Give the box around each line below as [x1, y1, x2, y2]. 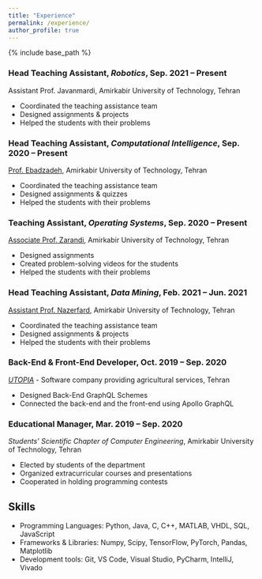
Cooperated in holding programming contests [19, 477, 168, 486]
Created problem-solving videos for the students [19, 259, 179, 269]
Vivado [19, 562, 43, 572]
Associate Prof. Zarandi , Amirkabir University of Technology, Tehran [8, 235, 230, 245]
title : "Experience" [8, 11, 77, 20]
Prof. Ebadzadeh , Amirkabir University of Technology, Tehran [8, 165, 208, 175]
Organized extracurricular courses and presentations [19, 468, 193, 479]
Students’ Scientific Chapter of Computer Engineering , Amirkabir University [8, 437, 254, 446]
